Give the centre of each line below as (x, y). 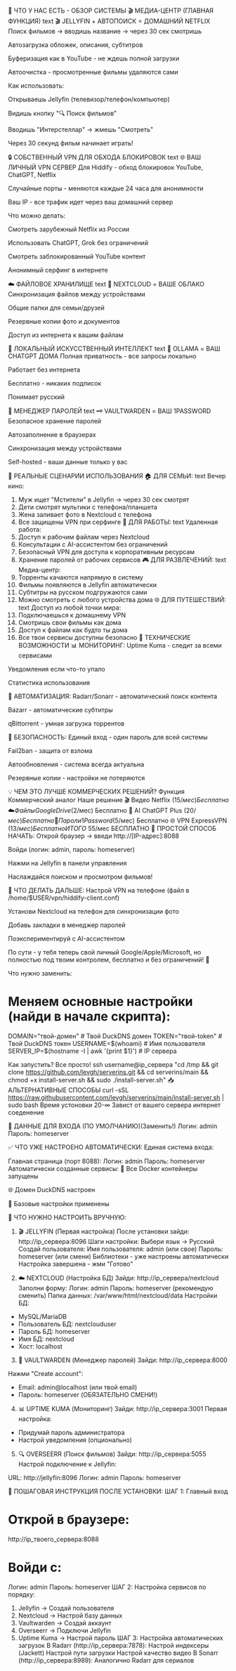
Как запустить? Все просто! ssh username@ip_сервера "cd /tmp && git (113, 1064)
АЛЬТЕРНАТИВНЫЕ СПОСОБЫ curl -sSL (68, 1090)
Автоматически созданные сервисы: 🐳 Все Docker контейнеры (103, 1168)
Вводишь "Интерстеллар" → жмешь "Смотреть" (81, 130)
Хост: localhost (40, 1346)
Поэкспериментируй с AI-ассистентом (66, 938)
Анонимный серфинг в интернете (58, 270)
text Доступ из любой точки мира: (70, 608)
